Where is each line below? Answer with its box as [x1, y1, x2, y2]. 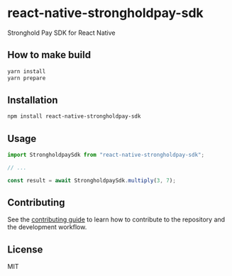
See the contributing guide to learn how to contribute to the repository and [7, 215, 226, 224]
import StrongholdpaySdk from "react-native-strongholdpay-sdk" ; [7, 151, 204, 158]
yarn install [7, 67, 46, 75]
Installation [7, 94, 58, 106]
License [7, 243, 43, 255]
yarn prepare [7, 74, 46, 82]
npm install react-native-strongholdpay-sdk [7, 113, 141, 120]
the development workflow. [7, 223, 87, 231]
